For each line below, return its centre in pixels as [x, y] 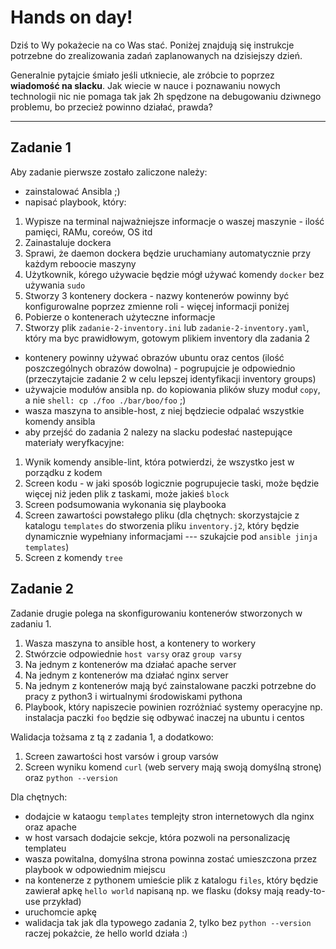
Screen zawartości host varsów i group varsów [121, 756]
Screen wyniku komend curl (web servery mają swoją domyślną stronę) [173, 767]
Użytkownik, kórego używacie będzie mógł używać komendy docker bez [174, 274]
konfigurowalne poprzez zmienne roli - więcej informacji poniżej [157, 306]
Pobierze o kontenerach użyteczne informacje [120, 317]
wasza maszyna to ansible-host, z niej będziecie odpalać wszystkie [164, 410]
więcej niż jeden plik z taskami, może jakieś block [127, 493]
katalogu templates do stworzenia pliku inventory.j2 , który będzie [162, 525]
